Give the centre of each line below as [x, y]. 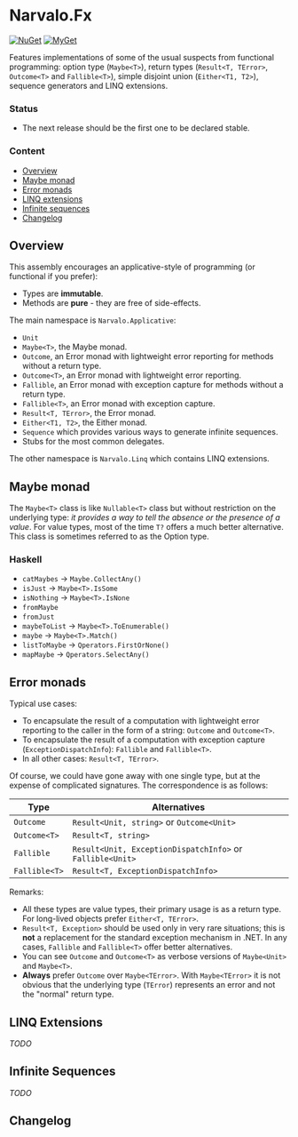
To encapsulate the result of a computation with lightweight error [141, 721]
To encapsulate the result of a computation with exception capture [144, 740]
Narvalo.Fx [51, 16]
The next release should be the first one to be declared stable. [136, 128]
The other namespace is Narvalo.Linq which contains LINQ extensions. [140, 459]
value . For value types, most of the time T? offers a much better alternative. [146, 527]
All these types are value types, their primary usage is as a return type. [152, 909]
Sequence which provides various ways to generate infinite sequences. [150, 432]
